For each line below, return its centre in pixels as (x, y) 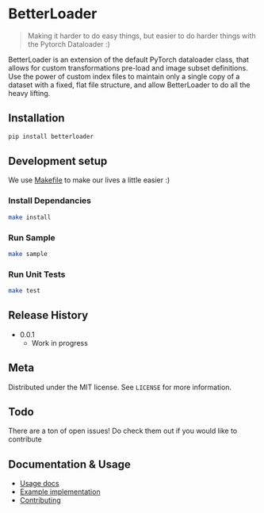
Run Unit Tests (37, 274)
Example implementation (60, 492)
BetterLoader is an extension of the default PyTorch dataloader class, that (129, 59)
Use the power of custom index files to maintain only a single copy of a (124, 76)
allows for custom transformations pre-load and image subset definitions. (128, 67)
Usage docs (39, 484)
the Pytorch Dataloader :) (69, 44)
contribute (25, 439)
